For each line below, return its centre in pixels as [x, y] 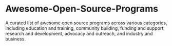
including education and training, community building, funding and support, [85, 28]
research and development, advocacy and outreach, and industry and [79, 33]
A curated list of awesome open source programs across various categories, [86, 23]
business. [15, 39]
